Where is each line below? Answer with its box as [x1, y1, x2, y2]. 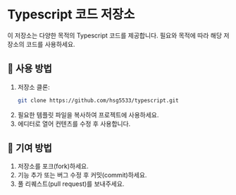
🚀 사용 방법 [7, 63, 53, 75]
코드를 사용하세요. [25, 40, 75, 48]
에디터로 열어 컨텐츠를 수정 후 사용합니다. [17, 119, 131, 128]
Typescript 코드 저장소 [7, 6, 135, 23]
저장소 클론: [17, 83, 51, 91]
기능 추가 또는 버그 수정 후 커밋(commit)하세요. [17, 171, 147, 179]
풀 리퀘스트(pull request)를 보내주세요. [17, 179, 125, 188]
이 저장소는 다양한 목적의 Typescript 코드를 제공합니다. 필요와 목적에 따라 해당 [7, 31, 223, 40]
